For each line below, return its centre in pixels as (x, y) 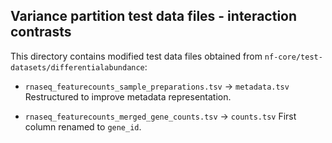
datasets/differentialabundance (77, 67)
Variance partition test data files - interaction (154, 16)
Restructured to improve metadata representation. (128, 96)
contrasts (41, 32)
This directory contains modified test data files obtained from (136, 56)
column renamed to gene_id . (83, 126)
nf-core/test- (293, 57)
